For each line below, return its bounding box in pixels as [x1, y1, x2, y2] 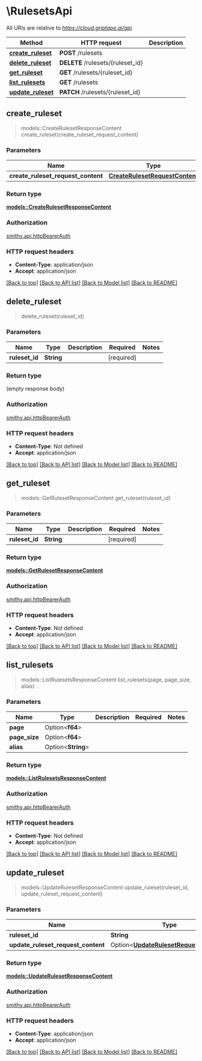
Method [20, 38, 43, 46]
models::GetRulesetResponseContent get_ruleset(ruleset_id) [20, 494, 171, 501]
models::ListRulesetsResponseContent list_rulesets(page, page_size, [20, 676, 191, 683]
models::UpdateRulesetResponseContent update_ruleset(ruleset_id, [20, 884, 189, 891]
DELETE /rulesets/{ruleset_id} [59, 59, 143, 67]
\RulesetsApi [6, 4, 73, 18]
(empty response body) [6, 385, 65, 393]
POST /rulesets [59, 48, 103, 57]
